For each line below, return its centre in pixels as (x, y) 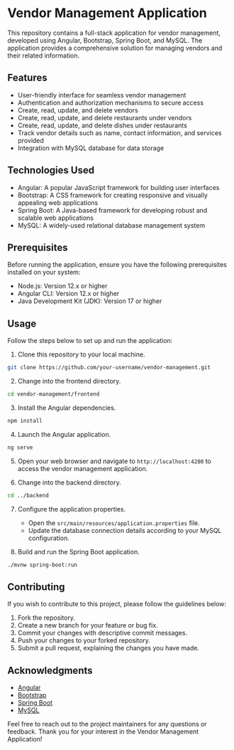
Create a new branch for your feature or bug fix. (88, 625)
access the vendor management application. (83, 468)
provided (31, 140)
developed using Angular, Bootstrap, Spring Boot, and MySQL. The (105, 40)
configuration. (49, 538)
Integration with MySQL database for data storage (91, 148)
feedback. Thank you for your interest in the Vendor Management (103, 731)
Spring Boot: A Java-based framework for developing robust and (112, 210)
